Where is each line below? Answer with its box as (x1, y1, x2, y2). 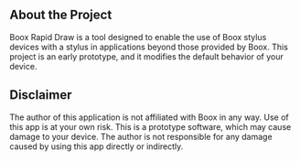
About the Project (9, 7, 112, 23)
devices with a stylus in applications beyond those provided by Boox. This (9, 41, 288, 52)
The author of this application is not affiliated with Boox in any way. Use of (9, 112, 290, 123)
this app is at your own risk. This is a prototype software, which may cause (9, 121, 292, 132)
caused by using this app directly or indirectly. (9, 141, 184, 152)
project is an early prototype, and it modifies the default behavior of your (9, 50, 284, 62)
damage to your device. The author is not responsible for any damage (9, 131, 273, 142)
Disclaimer (9, 87, 72, 103)
